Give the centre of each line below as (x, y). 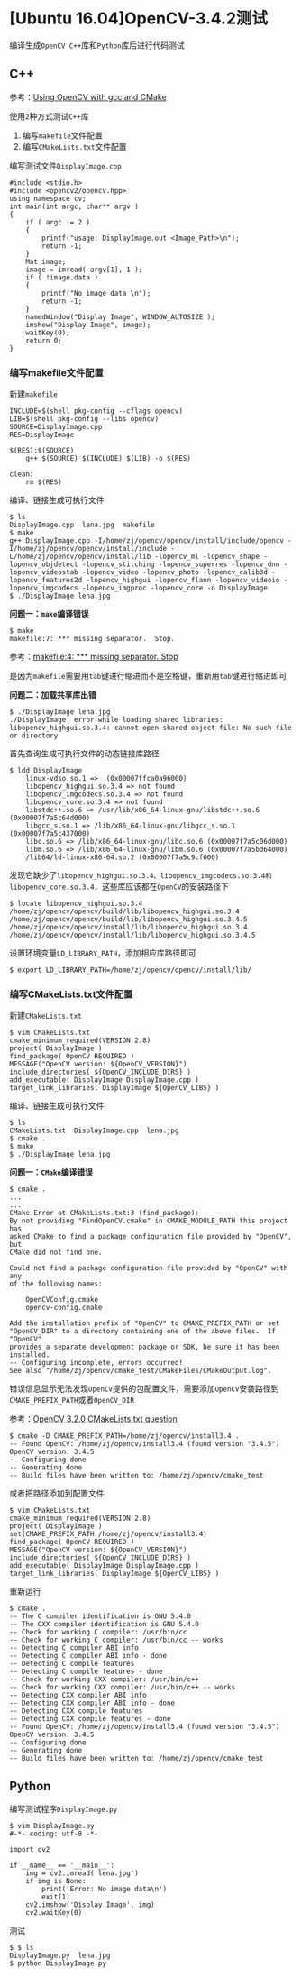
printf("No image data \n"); (96, 293)
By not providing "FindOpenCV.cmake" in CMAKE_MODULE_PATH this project (149, 1221)
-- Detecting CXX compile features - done (90, 1719)
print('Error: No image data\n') (105, 1890)
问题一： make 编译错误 (49, 614)
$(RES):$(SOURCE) (42, 451)
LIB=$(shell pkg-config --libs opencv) (84, 419)
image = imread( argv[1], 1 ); (84, 270)
